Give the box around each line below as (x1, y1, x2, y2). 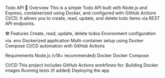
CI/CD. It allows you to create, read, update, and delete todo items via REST (5, 15, 161, 21)
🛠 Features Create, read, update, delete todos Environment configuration (5, 30, 156, 36)
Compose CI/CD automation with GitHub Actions (5, 43, 105, 49)
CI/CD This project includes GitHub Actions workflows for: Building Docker (5, 62, 159, 68)
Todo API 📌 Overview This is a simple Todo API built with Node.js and (5, 5, 148, 10)
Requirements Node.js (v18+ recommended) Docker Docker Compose (5, 53, 149, 58)
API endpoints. (5, 20, 35, 26)
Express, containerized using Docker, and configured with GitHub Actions (5, 10, 157, 16)
